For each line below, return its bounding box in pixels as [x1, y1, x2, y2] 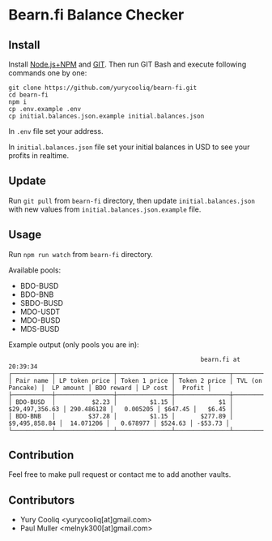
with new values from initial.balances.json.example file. [8, 204, 202, 214]
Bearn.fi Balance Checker [8, 6, 185, 24]
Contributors [8, 493, 75, 507]
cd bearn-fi [8, 91, 49, 99]
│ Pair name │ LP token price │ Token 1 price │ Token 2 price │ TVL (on [8, 376, 263, 384]
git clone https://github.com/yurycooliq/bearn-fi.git [8, 84, 198, 92]
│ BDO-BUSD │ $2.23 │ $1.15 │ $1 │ [8, 397, 233, 406]
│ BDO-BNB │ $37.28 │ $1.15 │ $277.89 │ [8, 412, 233, 420]
